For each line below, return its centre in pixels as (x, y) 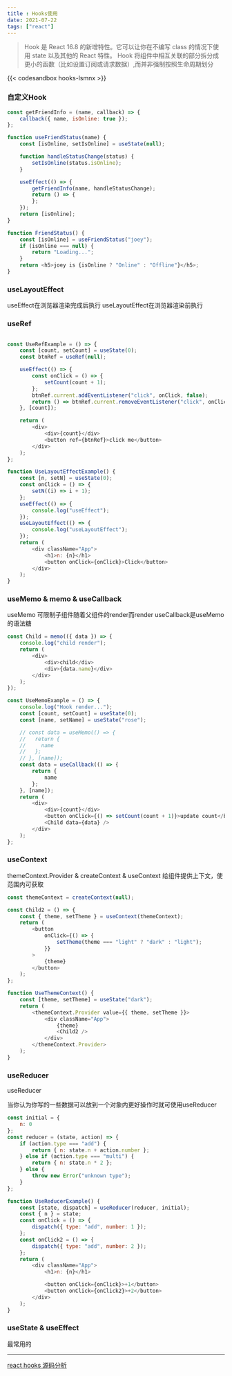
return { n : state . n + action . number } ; (91, 1150)
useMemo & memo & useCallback (65, 599)
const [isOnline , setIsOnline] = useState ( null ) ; (93, 144)
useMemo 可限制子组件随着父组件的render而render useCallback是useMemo (116, 615)
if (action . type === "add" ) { (63, 1143)
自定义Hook (27, 98)
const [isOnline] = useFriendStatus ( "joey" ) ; (86, 240)
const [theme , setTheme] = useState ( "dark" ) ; (86, 1000)
